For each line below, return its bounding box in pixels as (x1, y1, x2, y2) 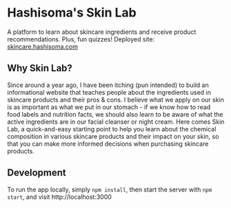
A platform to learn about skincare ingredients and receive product (7, 28, 197, 36)
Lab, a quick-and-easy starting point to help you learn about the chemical (7, 124, 217, 133)
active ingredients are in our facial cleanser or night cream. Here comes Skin (7, 117, 225, 126)
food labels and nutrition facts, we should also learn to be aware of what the (7, 110, 223, 118)
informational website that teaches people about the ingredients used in (7, 88, 212, 96)
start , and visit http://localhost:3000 (7, 192, 112, 201)
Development (7, 167, 67, 179)
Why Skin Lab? (7, 62, 72, 74)
